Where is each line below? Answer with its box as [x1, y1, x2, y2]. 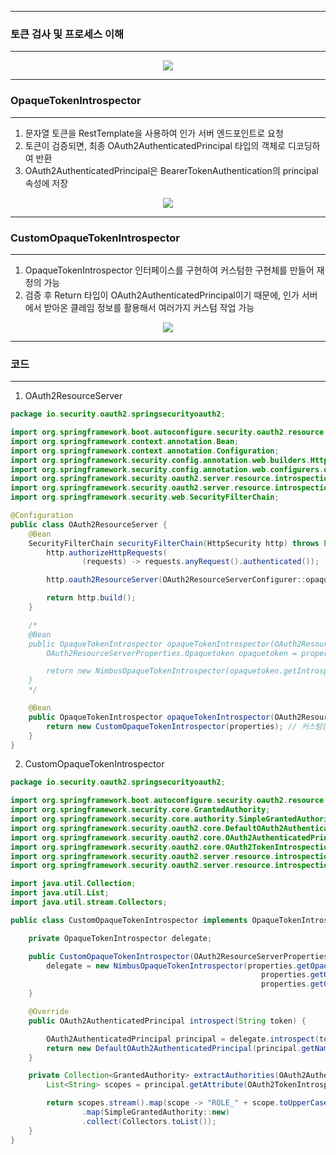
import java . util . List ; [10, 888, 110, 898]
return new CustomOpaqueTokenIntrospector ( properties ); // [46, 721, 298, 731]
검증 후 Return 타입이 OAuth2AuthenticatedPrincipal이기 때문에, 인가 [24, 289, 300, 301]
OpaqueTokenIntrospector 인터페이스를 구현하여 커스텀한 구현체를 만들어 [24, 264, 315, 276]
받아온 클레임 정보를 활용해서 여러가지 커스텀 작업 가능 [43, 301, 255, 313]
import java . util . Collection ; [10, 879, 137, 889]
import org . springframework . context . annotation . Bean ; [10, 436, 240, 446]
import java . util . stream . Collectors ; [10, 897, 168, 908]
